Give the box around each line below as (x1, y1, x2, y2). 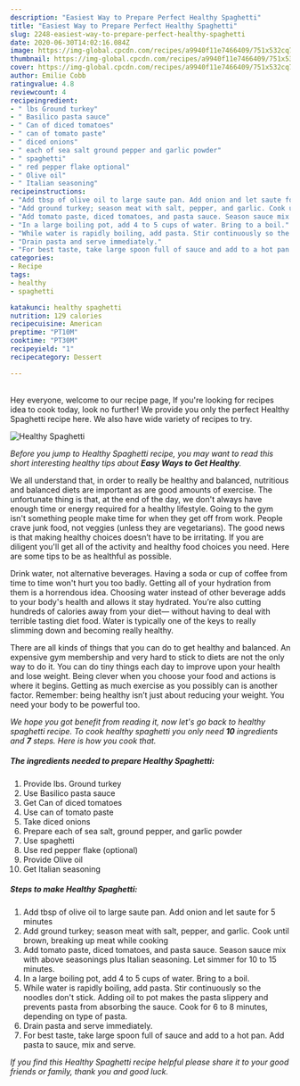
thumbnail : (10, 54, 51, 63)
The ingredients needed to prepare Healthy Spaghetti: (10, 756, 215, 767)
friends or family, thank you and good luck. (10, 1065, 168, 1076)
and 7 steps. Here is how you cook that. (10, 735, 157, 746)
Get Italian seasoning (22, 863, 101, 875)
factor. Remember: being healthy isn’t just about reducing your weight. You (10, 689, 285, 701)
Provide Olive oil (22, 854, 84, 865)
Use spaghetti (22, 835, 75, 846)
